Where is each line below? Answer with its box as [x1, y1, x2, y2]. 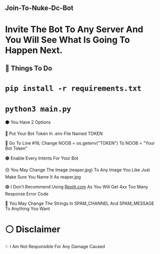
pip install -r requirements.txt [5, 84, 142, 93]
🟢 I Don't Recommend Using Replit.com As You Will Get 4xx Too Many [5, 184, 148, 190]
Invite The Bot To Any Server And [5, 24, 143, 35]
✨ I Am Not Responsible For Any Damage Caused [5, 244, 106, 250]
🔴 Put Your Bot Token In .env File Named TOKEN [5, 130, 103, 137]
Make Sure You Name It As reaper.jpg [5, 174, 81, 180]
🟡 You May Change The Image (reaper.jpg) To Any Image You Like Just [5, 167, 150, 173]
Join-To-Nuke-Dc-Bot [5, 4, 74, 12]
